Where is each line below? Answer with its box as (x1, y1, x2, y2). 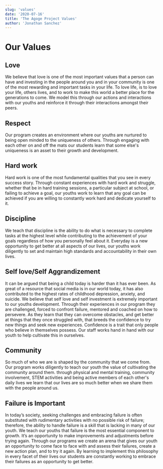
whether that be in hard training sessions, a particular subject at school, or (5, 185, 154, 190)
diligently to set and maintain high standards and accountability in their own (5, 248, 157, 254)
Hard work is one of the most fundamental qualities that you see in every (5, 174, 151, 180)
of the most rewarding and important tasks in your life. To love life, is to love (5, 84, 157, 90)
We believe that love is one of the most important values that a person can (5, 74, 154, 80)
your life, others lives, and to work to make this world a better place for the (5, 90, 155, 95)
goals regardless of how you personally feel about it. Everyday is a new (5, 238, 148, 244)
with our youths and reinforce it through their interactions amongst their (5, 100, 149, 106)
